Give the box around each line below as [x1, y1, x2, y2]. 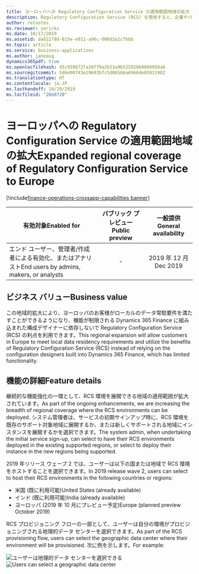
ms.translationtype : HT [6, 75, 65, 81]
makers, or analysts [9, 270, 64, 278]
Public [111, 226, 130, 234]
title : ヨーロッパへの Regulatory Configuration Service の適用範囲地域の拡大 [6, 8, 190, 15]
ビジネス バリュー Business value [6, 292, 128, 302]
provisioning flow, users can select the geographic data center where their [6, 535, 188, 542]
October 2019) [14, 508, 50, 515]
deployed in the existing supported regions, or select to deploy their [6, 441, 172, 449]
